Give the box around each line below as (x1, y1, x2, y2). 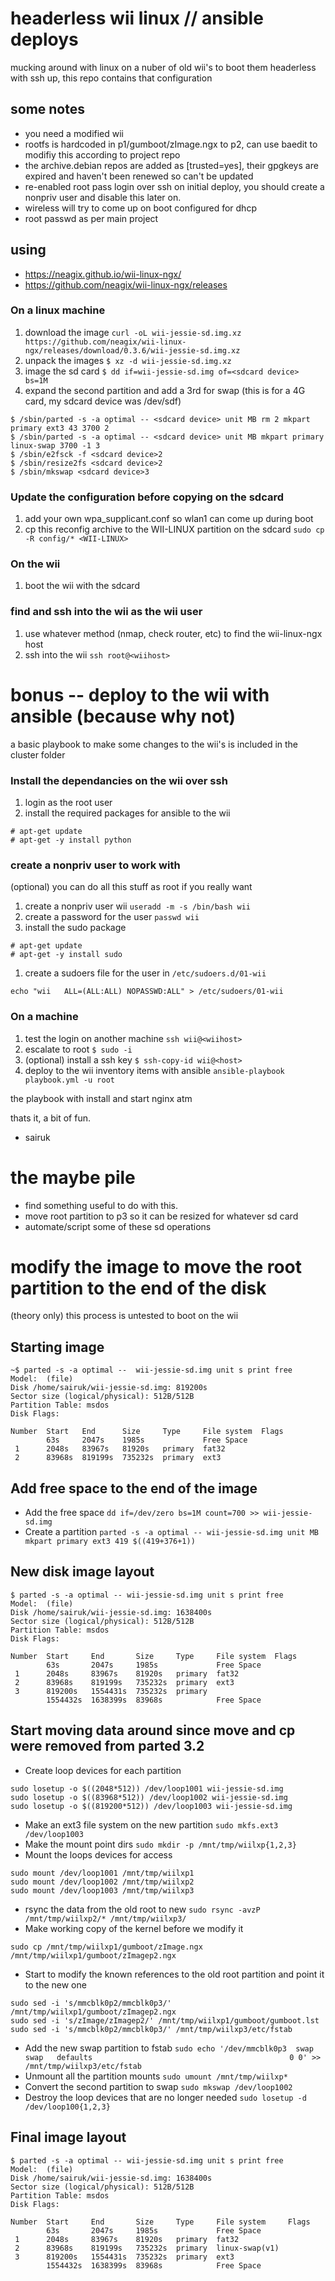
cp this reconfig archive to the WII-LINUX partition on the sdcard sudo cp (24, 523, 325, 536)
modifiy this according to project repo (24, 148, 181, 161)
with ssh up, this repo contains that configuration (10, 72, 213, 84)
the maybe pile (10, 1166, 136, 1189)
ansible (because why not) (10, 705, 236, 727)
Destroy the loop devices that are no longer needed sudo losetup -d (24, 2091, 307, 2103)
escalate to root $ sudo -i (24, 1043, 133, 1055)
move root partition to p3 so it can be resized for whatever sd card (24, 1210, 299, 1222)
